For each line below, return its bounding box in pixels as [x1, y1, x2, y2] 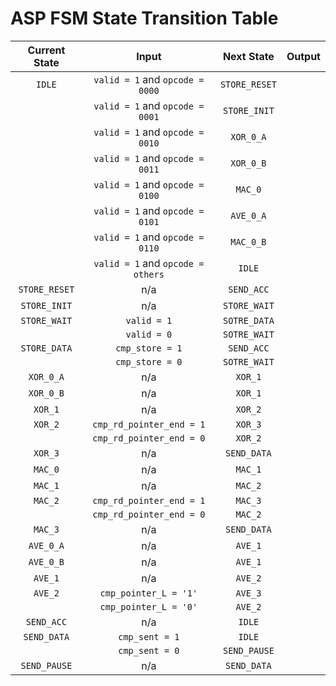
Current [27, 43, 66, 57]
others [133, 268, 165, 280]
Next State [222, 49, 275, 63]
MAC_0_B [230, 236, 267, 247]
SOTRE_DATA [222, 315, 275, 326]
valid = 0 [125, 328, 173, 340]
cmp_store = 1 [115, 342, 183, 354]
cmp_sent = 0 [118, 645, 180, 656]
